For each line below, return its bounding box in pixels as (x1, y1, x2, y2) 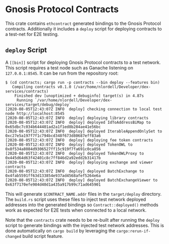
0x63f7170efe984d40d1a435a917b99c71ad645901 (5, 182, 101, 187)
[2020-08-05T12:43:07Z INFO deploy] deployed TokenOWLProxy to (5, 151, 144, 156)
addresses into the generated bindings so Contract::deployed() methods (5, 201, 159, 207)
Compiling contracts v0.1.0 (12, 84, 72, 89)
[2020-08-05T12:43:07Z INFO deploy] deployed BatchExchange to (5, 168, 144, 173)
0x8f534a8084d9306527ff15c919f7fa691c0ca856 (5, 146, 101, 152)
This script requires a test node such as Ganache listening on (5, 64, 133, 71)
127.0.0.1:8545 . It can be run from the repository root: (5, 70, 119, 76)
